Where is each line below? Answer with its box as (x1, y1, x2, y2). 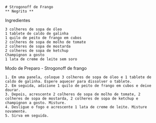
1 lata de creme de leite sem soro (5, 57, 78, 61)
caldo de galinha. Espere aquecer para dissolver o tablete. (5, 79, 132, 84)
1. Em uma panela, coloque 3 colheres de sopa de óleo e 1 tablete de (5, 75, 152, 80)
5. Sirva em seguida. (5, 113, 49, 118)
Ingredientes (5, 18, 31, 23)
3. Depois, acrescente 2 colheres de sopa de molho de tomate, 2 (5, 92, 140, 97)
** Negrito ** (5, 9, 34, 14)
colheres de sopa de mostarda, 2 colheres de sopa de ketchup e (5, 96, 138, 101)
